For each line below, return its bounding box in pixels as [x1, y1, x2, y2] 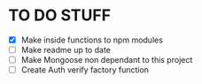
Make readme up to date [20, 45, 112, 55]
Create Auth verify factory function [20, 65, 150, 75]
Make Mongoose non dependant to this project [20, 55, 193, 65]
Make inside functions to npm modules [20, 34, 163, 45]
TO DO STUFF [8, 5, 112, 26]
